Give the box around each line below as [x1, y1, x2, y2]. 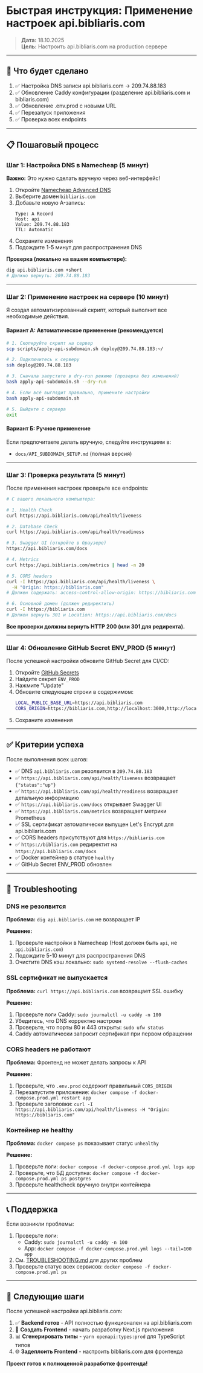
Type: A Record [14, 211, 54, 217]
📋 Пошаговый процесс [6, 140, 99, 150]
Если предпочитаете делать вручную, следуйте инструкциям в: [6, 438, 171, 446]
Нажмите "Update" [14, 682, 64, 689]
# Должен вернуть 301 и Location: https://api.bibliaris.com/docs [6, 612, 177, 618]
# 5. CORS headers [6, 573, 53, 579]
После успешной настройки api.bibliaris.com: [6, 1308, 123, 1314]
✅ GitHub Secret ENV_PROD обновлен [14, 860, 112, 868]
